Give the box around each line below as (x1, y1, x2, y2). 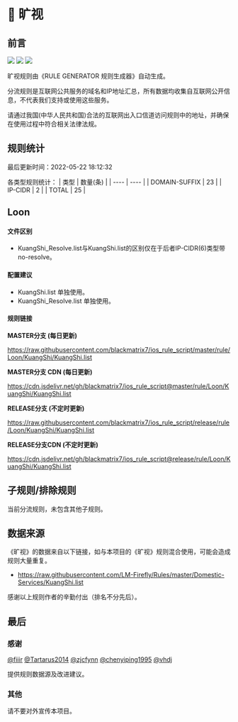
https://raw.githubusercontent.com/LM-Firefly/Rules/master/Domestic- (17, 571, 225, 579)
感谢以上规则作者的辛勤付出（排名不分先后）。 (7, 593, 141, 601)
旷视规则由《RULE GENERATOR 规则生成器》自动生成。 (7, 72, 170, 80)
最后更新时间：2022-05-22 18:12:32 (7, 163, 113, 171)
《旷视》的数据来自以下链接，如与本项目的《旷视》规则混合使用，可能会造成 (7, 547, 231, 556)
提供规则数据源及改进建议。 (7, 670, 89, 679)
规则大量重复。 (7, 557, 51, 565)
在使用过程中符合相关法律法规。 (7, 120, 101, 128)
